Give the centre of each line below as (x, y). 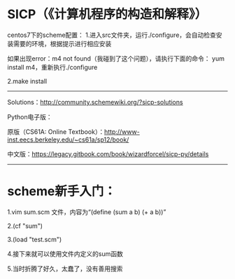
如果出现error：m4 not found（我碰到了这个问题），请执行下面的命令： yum (116, 58)
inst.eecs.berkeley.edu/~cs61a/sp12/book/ (68, 139)
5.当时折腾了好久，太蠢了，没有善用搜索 (65, 269)
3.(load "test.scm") (35, 239)
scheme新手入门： (62, 191)
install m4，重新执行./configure (52, 67)
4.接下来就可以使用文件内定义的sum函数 (65, 254)
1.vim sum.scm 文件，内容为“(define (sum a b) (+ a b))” (87, 212)
